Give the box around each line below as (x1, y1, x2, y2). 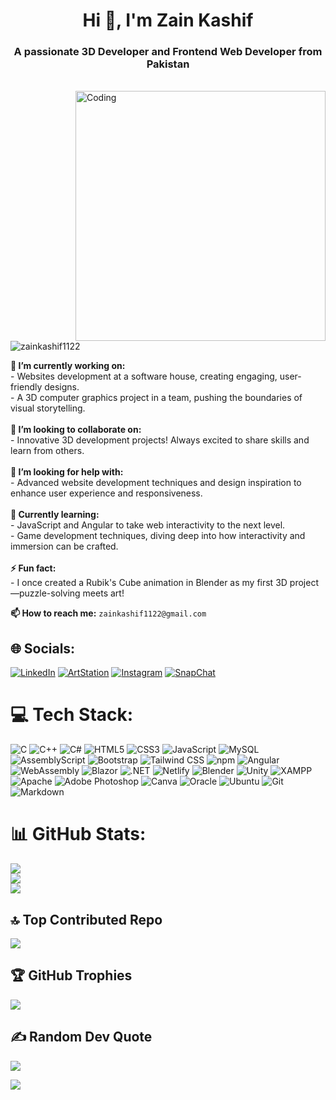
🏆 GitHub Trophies (10, 967, 133, 984)
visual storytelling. (10, 402, 86, 414)
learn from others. (10, 445, 85, 457)
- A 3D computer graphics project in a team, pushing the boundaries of (10, 392, 303, 404)
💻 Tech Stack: (10, 704, 134, 726)
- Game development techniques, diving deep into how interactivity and (10, 530, 306, 542)
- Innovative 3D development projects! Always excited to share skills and (10, 434, 310, 446)
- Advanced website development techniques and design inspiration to (10, 477, 302, 489)
